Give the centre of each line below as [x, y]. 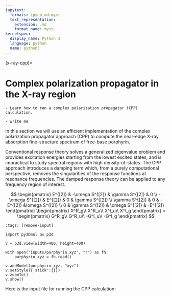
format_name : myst [34, 29]
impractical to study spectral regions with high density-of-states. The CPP [83, 162]
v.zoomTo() [17, 274]
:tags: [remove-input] [29, 225]
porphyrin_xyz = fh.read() [43, 257]
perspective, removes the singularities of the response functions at [76, 173]
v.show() [15, 279]
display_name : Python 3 [35, 39]
